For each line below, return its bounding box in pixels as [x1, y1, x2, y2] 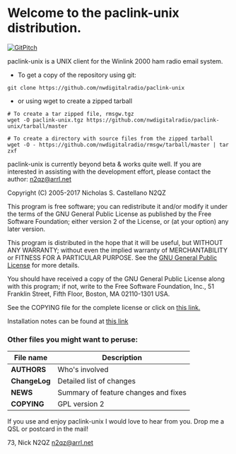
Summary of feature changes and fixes [57, 388, 187, 398]
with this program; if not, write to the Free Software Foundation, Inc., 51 [7, 282, 214, 290]
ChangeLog [11, 376, 51, 386]
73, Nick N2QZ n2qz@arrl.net [7, 438, 94, 447]
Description [102, 353, 143, 363]
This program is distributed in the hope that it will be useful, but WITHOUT [7, 238, 223, 246]
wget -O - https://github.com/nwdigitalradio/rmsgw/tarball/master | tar [7, 141, 230, 148]
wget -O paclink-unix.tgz [7, 117, 83, 124]
